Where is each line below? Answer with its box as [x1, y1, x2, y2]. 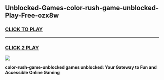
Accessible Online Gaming [5, 69, 60, 75]
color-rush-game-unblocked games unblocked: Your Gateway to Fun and [5, 64, 157, 70]
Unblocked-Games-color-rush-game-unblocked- [5, 4, 159, 12]
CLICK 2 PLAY [5, 44, 39, 51]
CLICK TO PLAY [5, 26, 43, 33]
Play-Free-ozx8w [5, 12, 59, 20]
